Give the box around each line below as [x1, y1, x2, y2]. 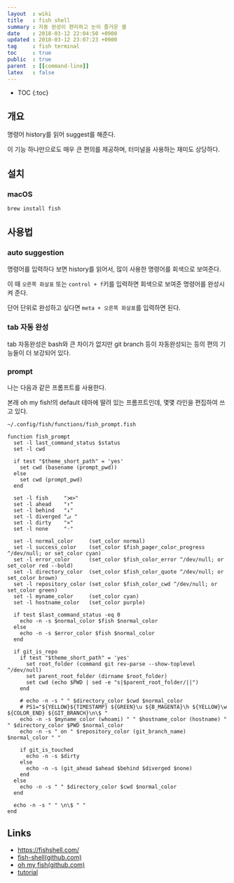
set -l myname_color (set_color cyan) [13, 593, 139, 600]
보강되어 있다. [33, 348, 71, 357]
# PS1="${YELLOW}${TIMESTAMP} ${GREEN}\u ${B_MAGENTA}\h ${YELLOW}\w [20, 703, 228, 711]
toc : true [7, 50, 52, 57]
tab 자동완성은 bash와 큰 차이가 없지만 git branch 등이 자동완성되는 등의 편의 [7, 340, 219, 348]
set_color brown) [7, 575, 58, 582]
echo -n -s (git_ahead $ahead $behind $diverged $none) [25, 765, 193, 772]
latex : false [7, 69, 55, 76]
